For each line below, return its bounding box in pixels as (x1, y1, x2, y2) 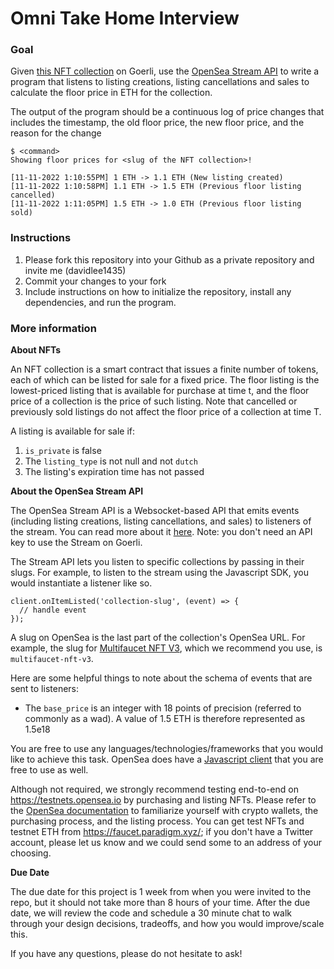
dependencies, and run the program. (24, 296, 177, 308)
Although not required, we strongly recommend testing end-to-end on (10, 783, 299, 796)
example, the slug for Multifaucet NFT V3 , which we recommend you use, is (10, 642, 323, 654)
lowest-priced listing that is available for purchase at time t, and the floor (10, 385, 310, 397)
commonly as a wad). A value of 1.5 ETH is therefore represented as (24, 713, 306, 725)
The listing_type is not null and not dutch (24, 455, 198, 467)
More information (10, 321, 97, 335)
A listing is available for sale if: (10, 425, 135, 437)
